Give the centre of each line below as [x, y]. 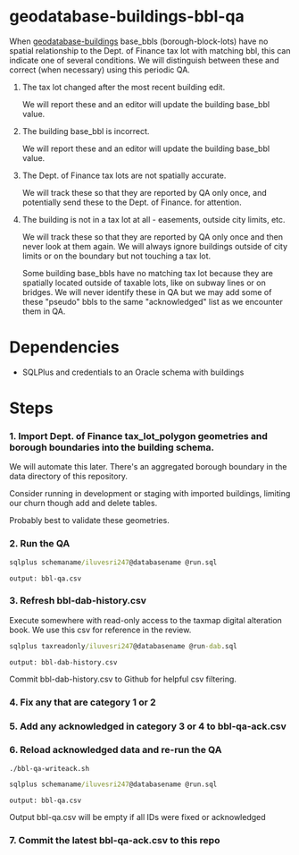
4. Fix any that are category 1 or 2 [83, 702]
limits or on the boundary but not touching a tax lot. [116, 256]
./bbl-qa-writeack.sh [50, 768]
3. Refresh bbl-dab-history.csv [78, 601]
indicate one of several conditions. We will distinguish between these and [144, 60]
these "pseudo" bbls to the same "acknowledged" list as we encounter [152, 301]
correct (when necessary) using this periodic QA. [100, 70]
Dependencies [64, 347]
